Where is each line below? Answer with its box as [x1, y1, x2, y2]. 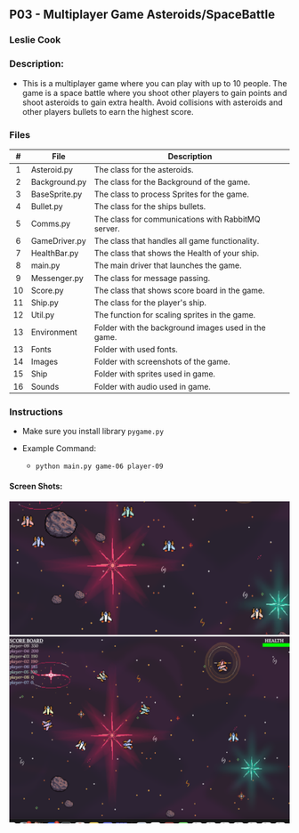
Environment [30, 327, 77, 337]
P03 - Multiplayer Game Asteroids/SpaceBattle [9, 7, 276, 22]
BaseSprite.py [30, 189, 83, 199]
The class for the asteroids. [93, 164, 194, 174]
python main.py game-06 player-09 [35, 462, 164, 471]
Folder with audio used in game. [93, 381, 211, 392]
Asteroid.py [30, 164, 74, 174]
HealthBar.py [30, 248, 79, 259]
